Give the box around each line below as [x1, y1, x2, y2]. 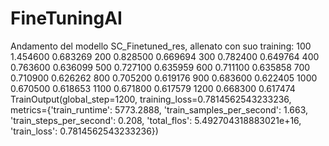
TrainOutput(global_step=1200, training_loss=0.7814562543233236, [10, 93, 292, 105]
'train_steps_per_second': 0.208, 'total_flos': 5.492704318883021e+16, [10, 114, 302, 126]
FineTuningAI [10, 7, 123, 30]
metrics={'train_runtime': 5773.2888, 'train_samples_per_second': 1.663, [10, 103, 309, 116]
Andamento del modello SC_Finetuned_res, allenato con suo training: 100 [10, 40, 312, 52]
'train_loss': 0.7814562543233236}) [10, 125, 159, 137]
